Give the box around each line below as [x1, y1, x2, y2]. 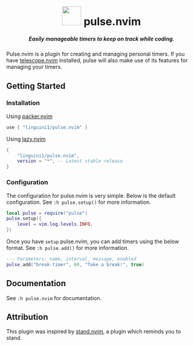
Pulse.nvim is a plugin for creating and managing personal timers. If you [6, 50, 186, 57]
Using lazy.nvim [6, 135, 46, 142]
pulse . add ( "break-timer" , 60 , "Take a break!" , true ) [6, 261, 145, 267]
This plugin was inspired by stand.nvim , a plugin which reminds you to [6, 328, 181, 335]
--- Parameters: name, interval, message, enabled [6, 256, 137, 263]
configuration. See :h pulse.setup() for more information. [6, 198, 151, 206]
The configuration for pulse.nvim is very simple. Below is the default [6, 192, 176, 199]
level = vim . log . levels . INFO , [17, 221, 94, 227]
